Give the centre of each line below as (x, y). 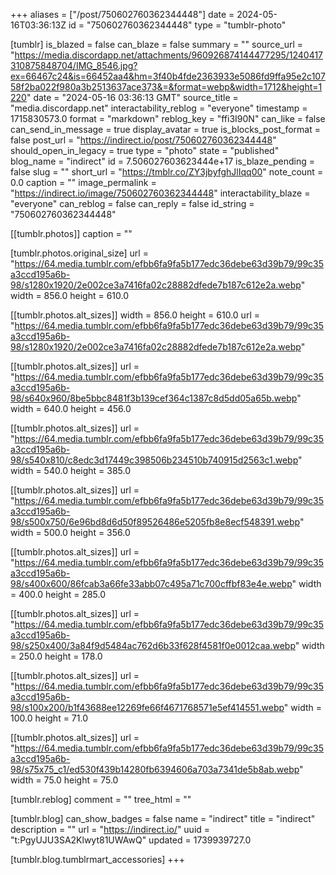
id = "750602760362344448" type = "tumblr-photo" (177, 25)
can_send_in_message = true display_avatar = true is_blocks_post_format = (165, 129)
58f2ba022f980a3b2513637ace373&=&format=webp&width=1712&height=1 (166, 87)
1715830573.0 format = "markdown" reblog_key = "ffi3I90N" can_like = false (168, 118)
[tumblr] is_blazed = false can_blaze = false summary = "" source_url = (157, 44)
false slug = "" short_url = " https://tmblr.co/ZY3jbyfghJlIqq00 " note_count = (167, 172)
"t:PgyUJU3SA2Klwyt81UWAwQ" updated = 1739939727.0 (131, 840)
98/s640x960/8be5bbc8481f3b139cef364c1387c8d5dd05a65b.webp (154, 398)
